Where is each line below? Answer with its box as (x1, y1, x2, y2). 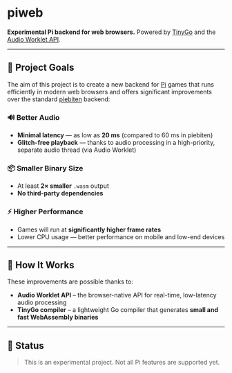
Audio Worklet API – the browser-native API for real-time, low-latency (17, 291, 217, 300)
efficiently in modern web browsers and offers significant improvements (7, 87, 213, 96)
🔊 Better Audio (7, 112, 60, 122)
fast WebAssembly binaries (17, 313, 99, 322)
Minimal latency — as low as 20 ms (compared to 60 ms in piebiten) (17, 131, 213, 139)
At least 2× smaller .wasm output (17, 182, 109, 190)
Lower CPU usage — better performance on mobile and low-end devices (17, 232, 225, 241)
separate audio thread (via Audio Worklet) (17, 146, 137, 154)
